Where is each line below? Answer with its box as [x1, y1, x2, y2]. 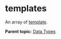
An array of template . [5, 19, 48, 25]
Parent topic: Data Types [5, 28, 56, 34]
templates [5, 3, 47, 14]
